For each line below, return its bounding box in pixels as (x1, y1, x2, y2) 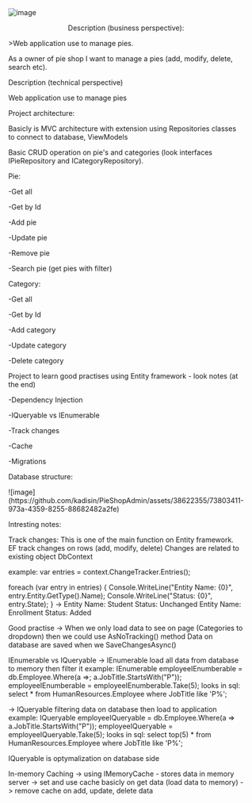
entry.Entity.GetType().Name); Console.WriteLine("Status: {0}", (8, 591, 213, 600)
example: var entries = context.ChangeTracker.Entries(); (8, 567, 191, 576)
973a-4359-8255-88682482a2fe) (8, 505, 120, 513)
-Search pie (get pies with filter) (8, 263, 113, 273)
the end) (8, 380, 36, 389)
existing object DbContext (8, 552, 94, 561)
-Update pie (8, 233, 48, 242)
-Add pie (8, 217, 37, 227)
